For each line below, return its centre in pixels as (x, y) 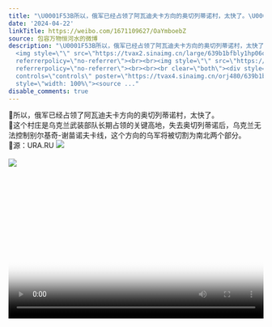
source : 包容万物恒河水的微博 (53, 38)
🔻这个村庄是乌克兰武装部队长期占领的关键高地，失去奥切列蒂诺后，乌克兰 (132, 125)
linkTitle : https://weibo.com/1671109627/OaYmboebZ (97, 31)
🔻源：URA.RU (31, 146)
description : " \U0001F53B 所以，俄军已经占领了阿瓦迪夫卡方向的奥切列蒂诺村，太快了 (136, 46)
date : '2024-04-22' (41, 23)
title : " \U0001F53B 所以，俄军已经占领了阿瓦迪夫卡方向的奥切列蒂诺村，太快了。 (128, 16)
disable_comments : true (49, 91)
